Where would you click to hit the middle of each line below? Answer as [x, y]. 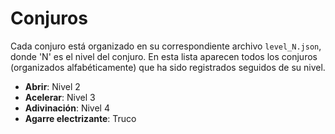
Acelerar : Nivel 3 [60, 97]
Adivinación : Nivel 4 [67, 108]
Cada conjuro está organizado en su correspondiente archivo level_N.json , [166, 46]
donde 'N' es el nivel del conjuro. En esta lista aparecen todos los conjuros [164, 56]
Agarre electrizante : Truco [80, 118]
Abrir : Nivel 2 [52, 86]
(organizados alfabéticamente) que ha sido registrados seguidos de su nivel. [168, 67]
